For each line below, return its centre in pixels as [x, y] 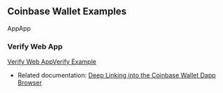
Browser [30, 83]
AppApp [19, 28]
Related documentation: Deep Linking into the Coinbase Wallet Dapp [116, 76]
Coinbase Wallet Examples [67, 12]
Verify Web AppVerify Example [52, 62]
